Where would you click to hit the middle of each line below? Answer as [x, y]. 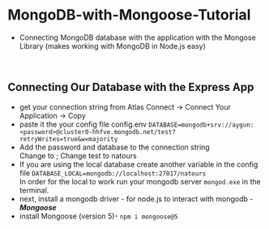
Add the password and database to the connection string [114, 147]
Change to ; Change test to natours [78, 155]
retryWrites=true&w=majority [68, 139]
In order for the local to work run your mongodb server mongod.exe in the [140, 181]
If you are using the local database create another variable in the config [139, 164]
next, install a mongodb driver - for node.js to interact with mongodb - [136, 199]
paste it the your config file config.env [83, 124]
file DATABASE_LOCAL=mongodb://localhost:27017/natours [113, 173]
